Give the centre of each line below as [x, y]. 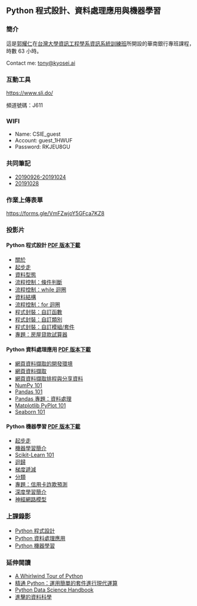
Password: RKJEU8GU [42, 147]
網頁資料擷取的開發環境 [44, 364]
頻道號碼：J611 [25, 105]
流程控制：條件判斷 [39, 282]
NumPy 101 [28, 385]
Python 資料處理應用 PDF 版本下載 [49, 349]
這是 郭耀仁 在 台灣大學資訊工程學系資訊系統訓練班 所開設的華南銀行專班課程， [100, 43]
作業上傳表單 [25, 200]
